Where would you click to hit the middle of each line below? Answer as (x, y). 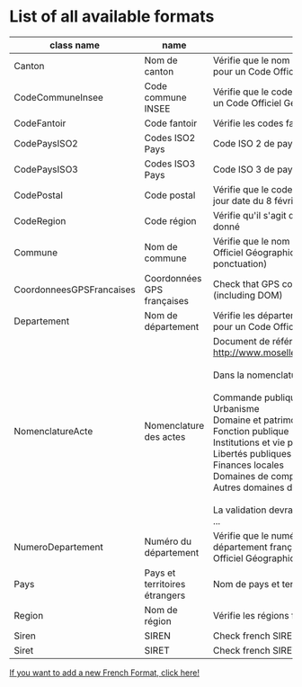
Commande (237, 397)
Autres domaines (249, 487)
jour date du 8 (242, 201)
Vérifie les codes (248, 123)
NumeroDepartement (58, 547)
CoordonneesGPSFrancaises (75, 290)
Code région (170, 220)
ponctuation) (240, 263)
